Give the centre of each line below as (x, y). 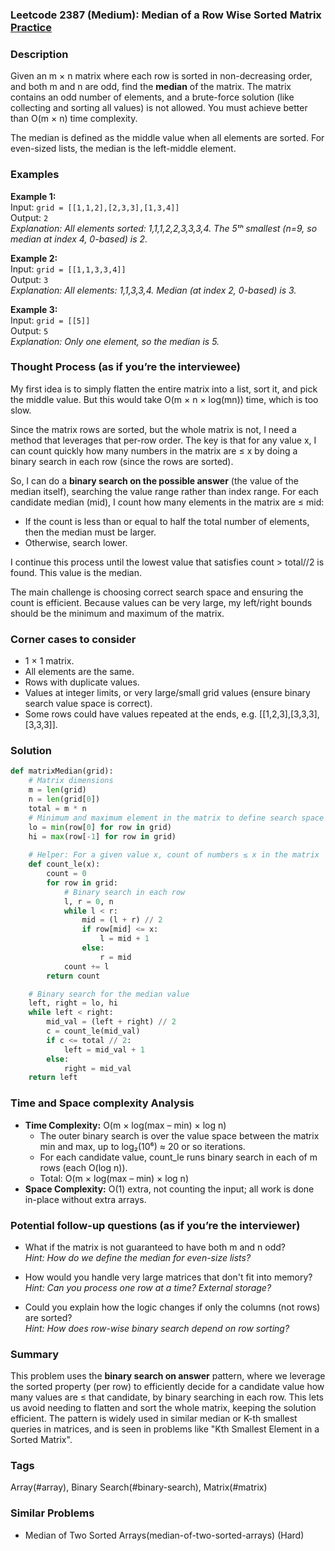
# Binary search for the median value (109, 994)
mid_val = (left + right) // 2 (111, 1022)
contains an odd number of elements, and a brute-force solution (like (152, 97)
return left (53, 1078)
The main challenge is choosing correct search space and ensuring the (157, 592)
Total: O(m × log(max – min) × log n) (114, 1178)
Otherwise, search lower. (76, 542)
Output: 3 (29, 279)
